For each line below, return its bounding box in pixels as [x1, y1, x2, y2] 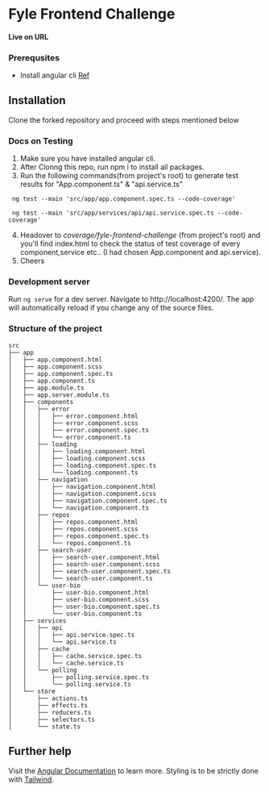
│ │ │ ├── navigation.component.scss [8, 490, 157, 498]
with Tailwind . [8, 774, 55, 784]
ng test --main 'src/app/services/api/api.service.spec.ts [11, 209, 215, 218]
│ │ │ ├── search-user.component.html [8, 553, 160, 561]
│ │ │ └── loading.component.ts [8, 469, 139, 477]
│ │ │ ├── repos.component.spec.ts [8, 531, 150, 540]
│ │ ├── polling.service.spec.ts [8, 673, 150, 682]
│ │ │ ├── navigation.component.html [8, 482, 157, 490]
